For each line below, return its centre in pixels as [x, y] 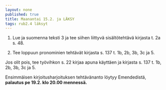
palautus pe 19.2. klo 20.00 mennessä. [46, 83]
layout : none [19, 10]
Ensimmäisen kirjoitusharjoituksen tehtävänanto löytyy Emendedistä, [76, 77]
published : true [22, 14]
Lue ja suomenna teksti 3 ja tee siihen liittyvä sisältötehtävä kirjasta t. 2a [86, 38]
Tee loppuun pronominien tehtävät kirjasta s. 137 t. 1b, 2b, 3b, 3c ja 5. [83, 53]
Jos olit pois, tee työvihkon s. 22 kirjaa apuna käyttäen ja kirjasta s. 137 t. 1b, [83, 62]
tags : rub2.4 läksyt [27, 24]
